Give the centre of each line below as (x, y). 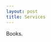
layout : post (22, 11)
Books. (15, 33)
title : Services (26, 17)
